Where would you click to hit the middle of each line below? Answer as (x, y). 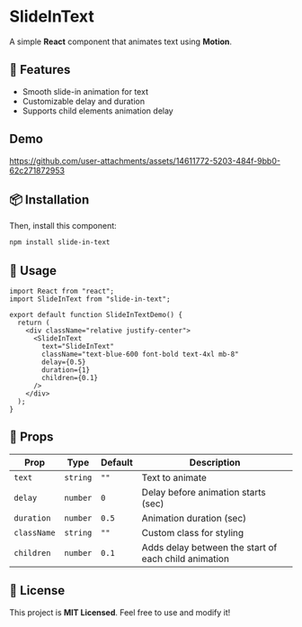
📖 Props (31, 437)
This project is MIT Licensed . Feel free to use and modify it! (120, 612)
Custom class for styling (193, 532)
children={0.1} (70, 378)
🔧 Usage (33, 271)
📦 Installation (49, 200)
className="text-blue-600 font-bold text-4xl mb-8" (141, 354)
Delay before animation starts (204, 492)
